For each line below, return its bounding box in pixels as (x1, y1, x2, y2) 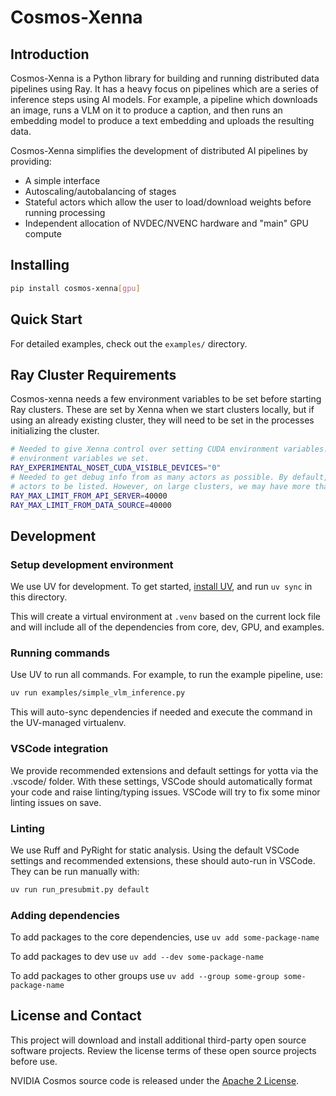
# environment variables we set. (10, 454, 150, 464)
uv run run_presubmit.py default (10, 884, 150, 895)
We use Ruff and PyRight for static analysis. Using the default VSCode (10, 844, 300, 856)
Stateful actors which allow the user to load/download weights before (24, 196, 312, 208)
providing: (10, 156, 52, 167)
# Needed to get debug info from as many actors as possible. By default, (10, 472, 329, 482)
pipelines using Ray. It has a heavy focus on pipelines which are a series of (10, 83, 319, 95)
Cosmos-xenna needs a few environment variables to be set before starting (10, 393, 322, 405)
